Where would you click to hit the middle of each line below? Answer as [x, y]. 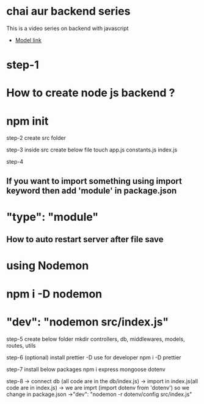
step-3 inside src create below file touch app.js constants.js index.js [92, 150]
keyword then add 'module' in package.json [92, 190]
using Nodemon [48, 266]
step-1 [23, 65]
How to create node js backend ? [91, 93]
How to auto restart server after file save [85, 239]
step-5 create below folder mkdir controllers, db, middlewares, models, [96, 339]
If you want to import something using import [94, 181]
